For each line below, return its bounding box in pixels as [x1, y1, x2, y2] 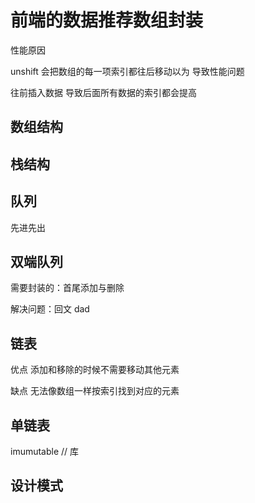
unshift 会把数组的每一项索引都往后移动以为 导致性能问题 [10, 65, 245, 77]
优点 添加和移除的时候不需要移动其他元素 [10, 364, 180, 376]
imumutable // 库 [10, 445, 80, 457]
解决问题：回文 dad [10, 303, 90, 315]
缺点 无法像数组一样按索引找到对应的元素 [10, 385, 180, 397]
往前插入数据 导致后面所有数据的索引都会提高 [10, 86, 197, 98]
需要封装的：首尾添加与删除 [10, 282, 125, 294]
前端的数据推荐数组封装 [10, 9, 204, 32]
